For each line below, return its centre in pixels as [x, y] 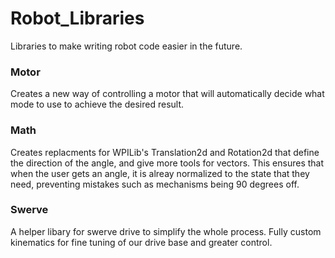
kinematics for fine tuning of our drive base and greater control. [141, 242]
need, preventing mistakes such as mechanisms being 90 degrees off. [155, 184]
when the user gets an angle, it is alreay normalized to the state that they [160, 173]
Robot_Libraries [77, 18]
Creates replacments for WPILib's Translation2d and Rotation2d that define [165, 152]
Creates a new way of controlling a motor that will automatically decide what [167, 94]
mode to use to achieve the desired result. [97, 104]
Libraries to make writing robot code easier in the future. [126, 46]
